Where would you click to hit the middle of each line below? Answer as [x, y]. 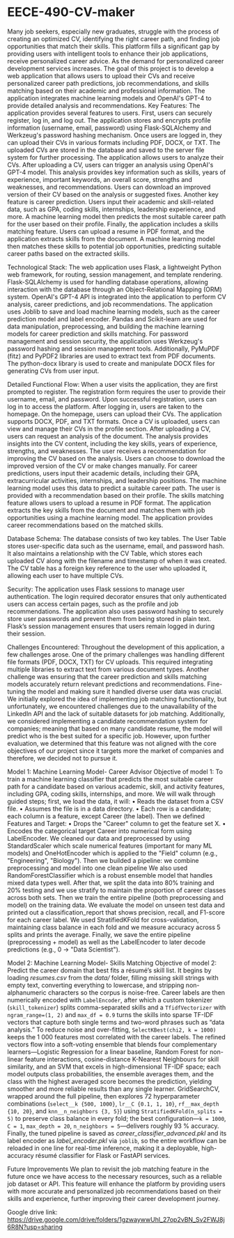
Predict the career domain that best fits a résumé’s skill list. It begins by [109, 970]
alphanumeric [27, 992]
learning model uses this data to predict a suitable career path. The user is [114, 488]
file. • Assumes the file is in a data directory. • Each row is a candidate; [109, 809]
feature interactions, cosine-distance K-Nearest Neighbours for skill [122, 1059]
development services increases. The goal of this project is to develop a [111, 68]
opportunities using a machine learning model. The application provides [110, 517]
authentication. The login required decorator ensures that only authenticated [117, 596]
